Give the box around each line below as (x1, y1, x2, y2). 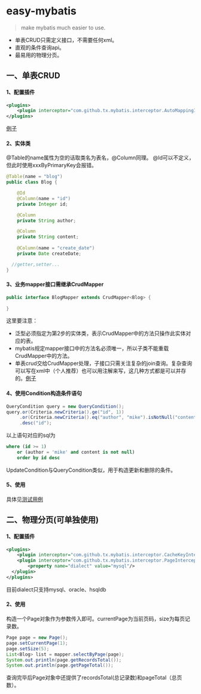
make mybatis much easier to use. (20, 24, 106, 31)
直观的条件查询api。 (14, 44, 65, 51)
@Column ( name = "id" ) (17, 195, 71, 201)
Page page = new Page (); (6, 635, 68, 641)
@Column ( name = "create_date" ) (17, 245, 95, 251)
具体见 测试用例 (6, 496, 43, 503)
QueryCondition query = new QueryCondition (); (6, 403, 124, 409)
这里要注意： (6, 317, 38, 324)
